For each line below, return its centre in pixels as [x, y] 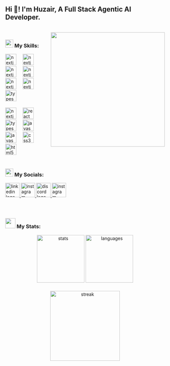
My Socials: [29, 175]
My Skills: [27, 45]
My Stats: [29, 227]
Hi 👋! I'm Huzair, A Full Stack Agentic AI [68, 9]
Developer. [23, 18]
